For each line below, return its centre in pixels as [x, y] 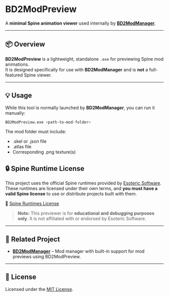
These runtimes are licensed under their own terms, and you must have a [81, 188]
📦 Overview [25, 44]
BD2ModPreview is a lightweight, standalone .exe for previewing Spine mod [84, 59]
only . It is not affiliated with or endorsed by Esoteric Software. [82, 219]
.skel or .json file [29, 141]
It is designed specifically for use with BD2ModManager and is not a [77, 69]
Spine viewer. [38, 75]
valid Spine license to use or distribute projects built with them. [71, 194]
